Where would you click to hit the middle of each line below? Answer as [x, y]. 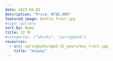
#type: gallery [21, 23]
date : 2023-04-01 [23, 10]
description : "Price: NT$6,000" [38, 14]
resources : [16, 42]
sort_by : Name [20, 28]
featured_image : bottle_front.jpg [40, 19]
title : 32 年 [18, 32]
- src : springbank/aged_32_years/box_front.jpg [59, 46]
